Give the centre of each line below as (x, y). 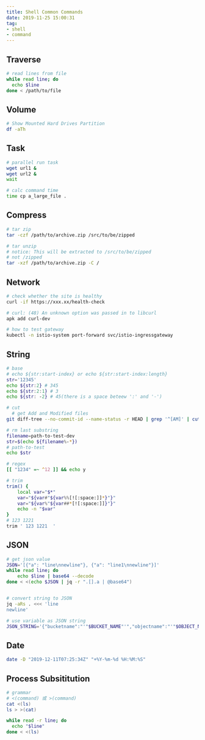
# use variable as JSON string (46, 621)
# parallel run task (33, 163)
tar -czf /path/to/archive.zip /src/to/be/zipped (71, 235)
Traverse (24, 60)
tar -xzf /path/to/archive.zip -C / (53, 263)
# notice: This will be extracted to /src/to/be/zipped (79, 252)
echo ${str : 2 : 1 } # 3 (33, 391)
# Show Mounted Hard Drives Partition (56, 124)
